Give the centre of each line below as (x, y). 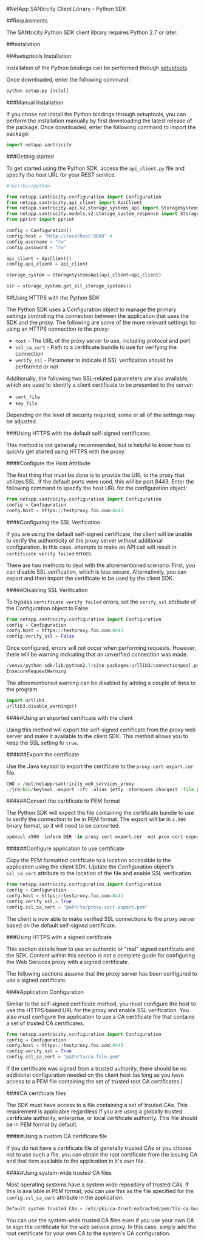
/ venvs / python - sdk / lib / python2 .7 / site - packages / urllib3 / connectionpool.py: (104, 666)
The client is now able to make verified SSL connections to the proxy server (101, 918)
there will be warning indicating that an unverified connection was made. (97, 655)
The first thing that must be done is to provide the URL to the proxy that (96, 475)
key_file (26, 404)
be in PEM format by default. (42, 1124)
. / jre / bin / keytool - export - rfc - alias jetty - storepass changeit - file (100, 789)
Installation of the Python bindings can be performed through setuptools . (97, 68)
